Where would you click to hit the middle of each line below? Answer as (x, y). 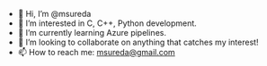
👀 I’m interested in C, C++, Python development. (107, 23)
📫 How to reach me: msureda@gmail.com (96, 52)
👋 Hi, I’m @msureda (54, 14)
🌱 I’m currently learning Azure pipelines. (92, 33)
